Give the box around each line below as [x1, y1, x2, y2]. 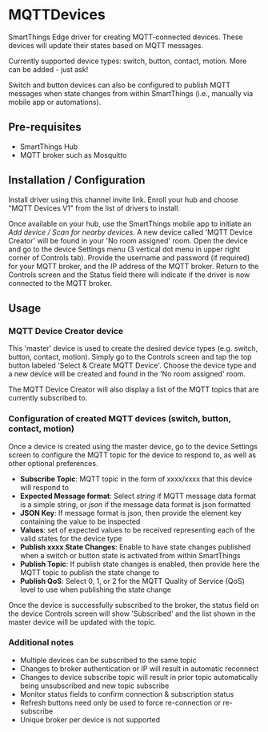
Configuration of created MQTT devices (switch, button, [8, 413, 231, 424]
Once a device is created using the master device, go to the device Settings [8, 441, 258, 451]
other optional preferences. [8, 458, 98, 468]
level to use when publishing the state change [19, 585, 172, 594]
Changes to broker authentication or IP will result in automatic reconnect [19, 663, 259, 674]
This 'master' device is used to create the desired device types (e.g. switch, [8, 344, 258, 353]
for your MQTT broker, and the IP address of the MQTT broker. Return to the [8, 261, 259, 271]
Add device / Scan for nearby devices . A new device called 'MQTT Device [8, 227, 254, 237]
